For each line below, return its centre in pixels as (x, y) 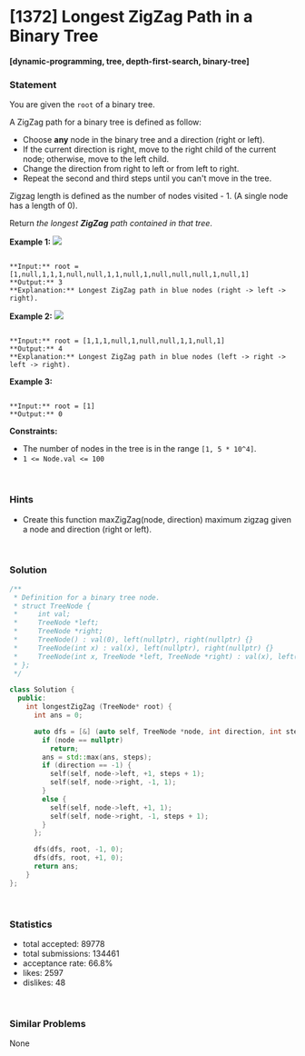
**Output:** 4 (36, 349)
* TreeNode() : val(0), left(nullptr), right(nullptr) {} (133, 640)
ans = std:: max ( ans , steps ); (97, 757)
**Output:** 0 (36, 414)
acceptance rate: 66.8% (68, 963)
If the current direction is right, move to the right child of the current (149, 149)
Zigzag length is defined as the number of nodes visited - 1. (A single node (149, 196)
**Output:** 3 (36, 283)
